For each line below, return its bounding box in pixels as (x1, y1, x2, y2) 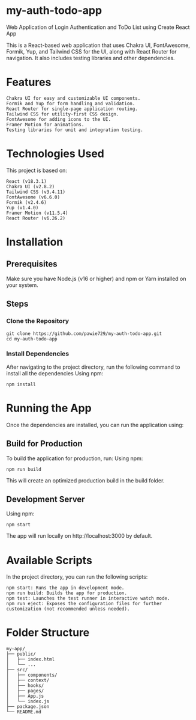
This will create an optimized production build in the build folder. (6, 476, 165, 484)
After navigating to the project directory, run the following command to (6, 363, 180, 371)
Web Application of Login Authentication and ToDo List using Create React (6, 23, 190, 31)
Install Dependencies (6, 349, 70, 358)
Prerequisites (6, 259, 58, 269)
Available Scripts (6, 553, 93, 567)
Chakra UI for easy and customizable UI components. (6, 95, 141, 101)
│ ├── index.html (6, 656, 55, 662)
